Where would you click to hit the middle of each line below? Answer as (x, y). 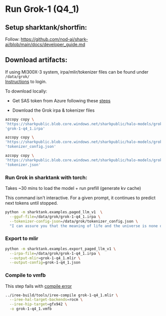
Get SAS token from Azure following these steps (61, 100)
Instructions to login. (26, 81)
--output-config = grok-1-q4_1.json (45, 263)
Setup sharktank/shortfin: (46, 27)
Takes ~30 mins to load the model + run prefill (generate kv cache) (73, 188)
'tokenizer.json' (23, 165)
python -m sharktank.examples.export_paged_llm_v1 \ (61, 249)
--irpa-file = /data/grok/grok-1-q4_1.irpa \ (55, 253)
